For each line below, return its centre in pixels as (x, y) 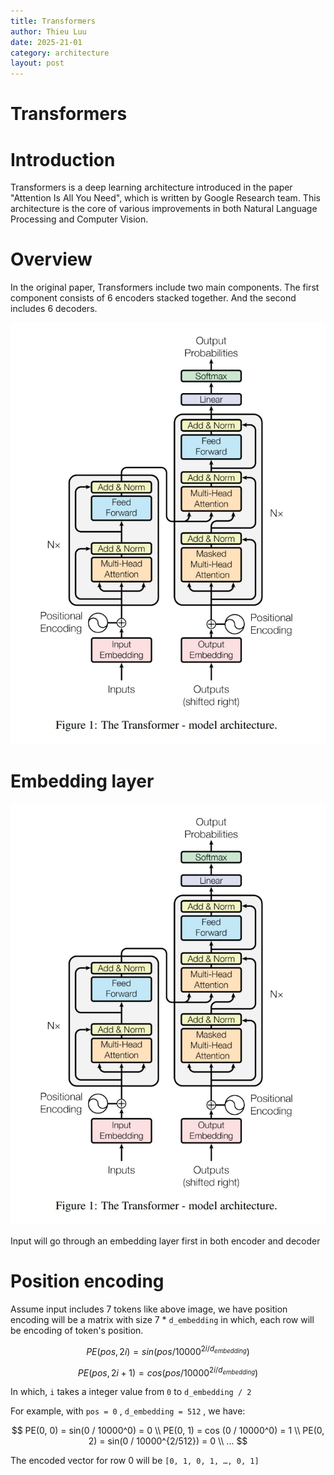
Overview (51, 259)
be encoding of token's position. (77, 1330)
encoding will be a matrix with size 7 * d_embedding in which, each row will (162, 1319)
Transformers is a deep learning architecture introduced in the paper (151, 187)
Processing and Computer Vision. (79, 219)
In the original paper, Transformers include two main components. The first (165, 287)
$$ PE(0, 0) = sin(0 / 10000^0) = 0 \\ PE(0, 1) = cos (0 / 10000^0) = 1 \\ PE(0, (168, 1431)
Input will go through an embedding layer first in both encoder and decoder (165, 1241)
